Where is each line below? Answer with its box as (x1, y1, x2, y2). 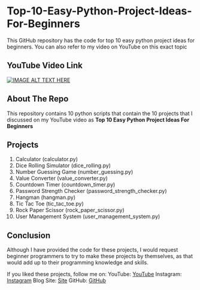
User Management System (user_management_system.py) (15, 213, 160, 220)
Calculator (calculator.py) (15, 156, 78, 163)
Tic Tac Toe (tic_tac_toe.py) (15, 200, 84, 207)
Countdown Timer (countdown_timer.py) (15, 181, 116, 188)
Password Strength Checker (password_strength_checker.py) (15, 188, 167, 195)
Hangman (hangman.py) (15, 194, 76, 201)
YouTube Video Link (7, 61, 83, 71)
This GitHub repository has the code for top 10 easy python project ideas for (7, 37, 195, 44)
